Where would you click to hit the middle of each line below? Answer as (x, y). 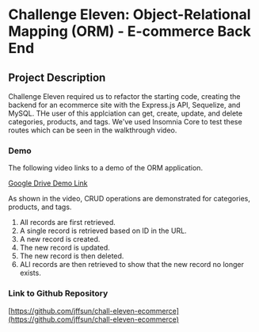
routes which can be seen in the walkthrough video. (93, 130)
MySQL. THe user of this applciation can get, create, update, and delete (126, 113)
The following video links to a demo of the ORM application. (106, 168)
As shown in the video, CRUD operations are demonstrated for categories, (129, 199)
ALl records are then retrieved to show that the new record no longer (131, 265)
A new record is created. (60, 239)
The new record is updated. (65, 248)
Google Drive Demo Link (48, 183)
